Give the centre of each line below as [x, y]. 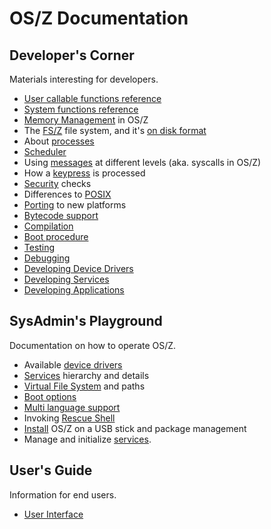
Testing [39, 247]
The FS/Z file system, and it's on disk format [115, 130]
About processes [59, 141]
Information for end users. [63, 494]
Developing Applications [74, 290]
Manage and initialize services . [87, 439]
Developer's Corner [72, 55]
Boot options [50, 396]
